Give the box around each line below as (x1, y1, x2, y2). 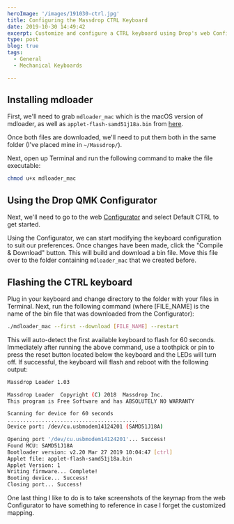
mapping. (7, 509, 35, 517)
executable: (7, 162, 41, 170)
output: (7, 365, 28, 373)
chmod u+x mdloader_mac (7, 175, 77, 182)
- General (13, 56, 42, 63)
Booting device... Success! (7, 475, 89, 481)
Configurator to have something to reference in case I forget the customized (7, 501, 226, 509)
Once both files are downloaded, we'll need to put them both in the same (7, 133, 217, 141)
